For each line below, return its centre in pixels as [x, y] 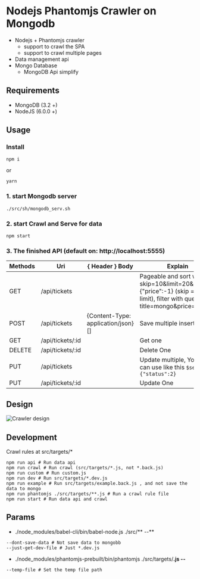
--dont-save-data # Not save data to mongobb [63, 543]
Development [32, 437]
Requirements [33, 91]
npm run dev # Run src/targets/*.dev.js [57, 478]
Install [15, 147]
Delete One [155, 350]
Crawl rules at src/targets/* [40, 451]
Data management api [42, 59]
